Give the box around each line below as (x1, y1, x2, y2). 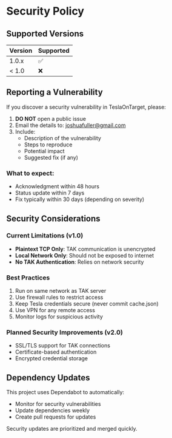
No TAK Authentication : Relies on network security (15, 258, 144, 265)
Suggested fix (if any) (24, 154, 79, 161)
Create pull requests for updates (15, 413, 96, 420)
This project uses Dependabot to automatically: (6, 389, 125, 396)
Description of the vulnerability (24, 134, 102, 142)
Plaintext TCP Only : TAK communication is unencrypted (15, 245, 156, 253)
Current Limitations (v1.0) (6, 231, 84, 240)
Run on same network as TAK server (15, 287, 107, 295)
